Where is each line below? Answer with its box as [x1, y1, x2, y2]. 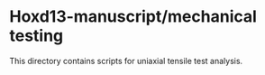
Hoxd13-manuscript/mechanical [9, 6, 257, 27]
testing [9, 25, 64, 46]
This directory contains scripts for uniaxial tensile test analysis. [9, 55, 243, 66]
